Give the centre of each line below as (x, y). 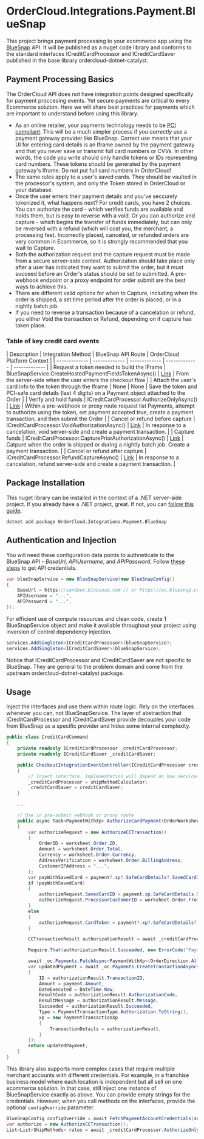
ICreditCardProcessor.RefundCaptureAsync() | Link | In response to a (93, 457)
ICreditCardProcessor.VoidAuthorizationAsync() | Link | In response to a (96, 425)
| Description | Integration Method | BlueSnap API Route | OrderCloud (93, 354)
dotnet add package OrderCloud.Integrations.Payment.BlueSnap (87, 522)
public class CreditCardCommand (47, 737)
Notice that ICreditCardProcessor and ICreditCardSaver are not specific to (99, 660)
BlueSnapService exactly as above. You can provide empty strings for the (98, 1094)
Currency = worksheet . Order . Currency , (88, 855)
